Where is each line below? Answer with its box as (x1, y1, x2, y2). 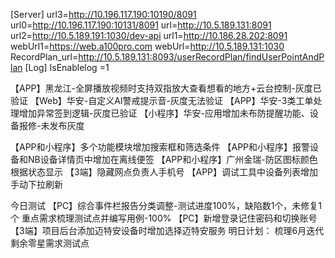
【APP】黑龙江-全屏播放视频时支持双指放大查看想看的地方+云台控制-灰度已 (10, 82, 322, 94)
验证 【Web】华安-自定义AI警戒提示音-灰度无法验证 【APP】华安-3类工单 (10, 95, 314, 106)
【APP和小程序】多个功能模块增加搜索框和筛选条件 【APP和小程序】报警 (10, 141, 311, 153)
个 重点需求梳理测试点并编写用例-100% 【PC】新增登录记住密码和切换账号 (10, 212, 318, 224)
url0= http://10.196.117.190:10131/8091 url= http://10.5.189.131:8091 (10, 19, 272, 31)
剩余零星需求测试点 (10, 237, 90, 249)
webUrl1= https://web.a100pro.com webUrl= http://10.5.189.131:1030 (10, 40, 285, 52)
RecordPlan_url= (10, 51, 79, 63)
